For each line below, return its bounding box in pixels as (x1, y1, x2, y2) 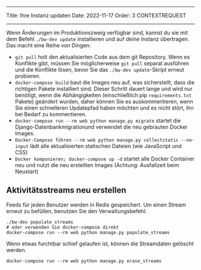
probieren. (14, 72, 41, 80)
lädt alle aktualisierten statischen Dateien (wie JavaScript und (29, 142, 182, 150)
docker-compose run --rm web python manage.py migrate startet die (14, 117, 181, 124)
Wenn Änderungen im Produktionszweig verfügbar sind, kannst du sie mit (6, 29, 188, 36)
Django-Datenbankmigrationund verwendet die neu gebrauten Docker (14, 123, 188, 131)
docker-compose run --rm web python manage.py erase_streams (6, 258, 162, 264)
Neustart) (14, 168, 39, 175)
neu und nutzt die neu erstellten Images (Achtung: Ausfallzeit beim (14, 162, 179, 168)
